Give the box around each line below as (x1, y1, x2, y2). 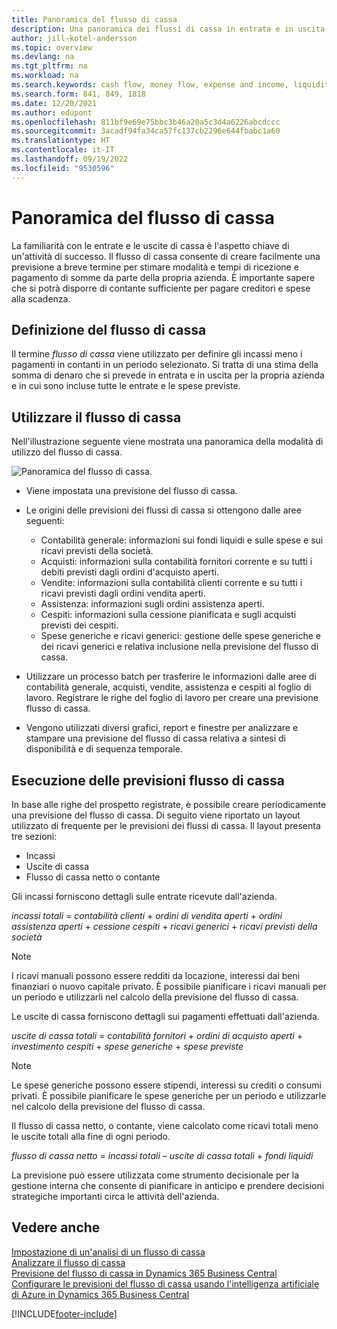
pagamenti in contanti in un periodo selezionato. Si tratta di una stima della (11, 359, 319, 371)
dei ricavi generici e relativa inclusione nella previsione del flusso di (40, 641, 319, 653)
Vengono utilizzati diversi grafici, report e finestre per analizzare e (25, 722, 299, 734)
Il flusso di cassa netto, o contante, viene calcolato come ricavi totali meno (11, 1120, 319, 1131)
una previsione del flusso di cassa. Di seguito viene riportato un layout (11, 809, 301, 821)
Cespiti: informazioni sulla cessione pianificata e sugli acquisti (40, 609, 297, 621)
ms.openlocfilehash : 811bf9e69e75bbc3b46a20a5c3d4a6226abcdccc (11, 117, 281, 127)
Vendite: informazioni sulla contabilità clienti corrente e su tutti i (40, 577, 303, 589)
